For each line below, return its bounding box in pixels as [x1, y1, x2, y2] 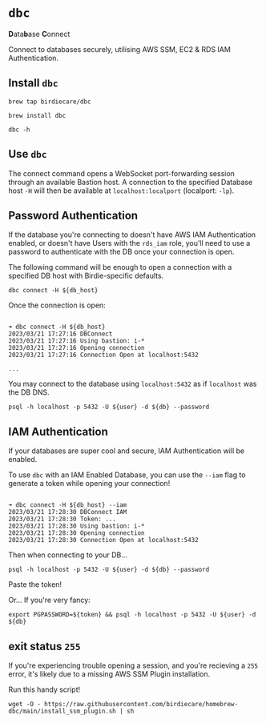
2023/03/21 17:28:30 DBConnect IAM [8, 508, 127, 516]
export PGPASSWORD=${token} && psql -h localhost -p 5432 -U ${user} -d [8, 611, 256, 619]
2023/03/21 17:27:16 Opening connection [8, 344, 146, 352]
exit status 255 [8, 639, 82, 653]
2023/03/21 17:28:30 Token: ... [8, 515, 116, 524]
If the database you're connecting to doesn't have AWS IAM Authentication [8, 230, 256, 239]
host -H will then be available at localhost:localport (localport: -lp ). [8, 186, 235, 195]
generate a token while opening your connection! [8, 479, 171, 488]
